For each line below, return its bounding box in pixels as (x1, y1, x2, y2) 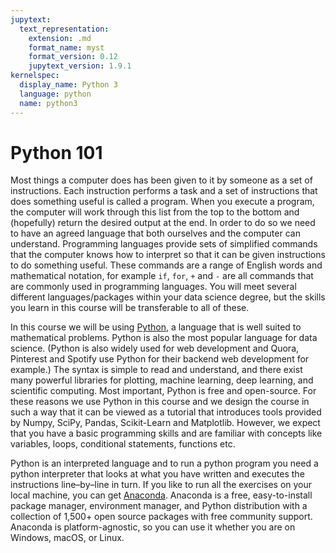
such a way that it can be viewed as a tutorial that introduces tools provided (10, 406, 322, 418)
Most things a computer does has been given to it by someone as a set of (10, 174, 313, 186)
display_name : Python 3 (19, 80, 118, 90)
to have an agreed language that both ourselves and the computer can (10, 227, 301, 240)
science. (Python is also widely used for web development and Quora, (10, 342, 300, 355)
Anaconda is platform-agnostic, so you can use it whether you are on (10, 521, 296, 533)
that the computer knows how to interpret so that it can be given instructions (10, 249, 326, 261)
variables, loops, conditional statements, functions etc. (10, 438, 236, 450)
